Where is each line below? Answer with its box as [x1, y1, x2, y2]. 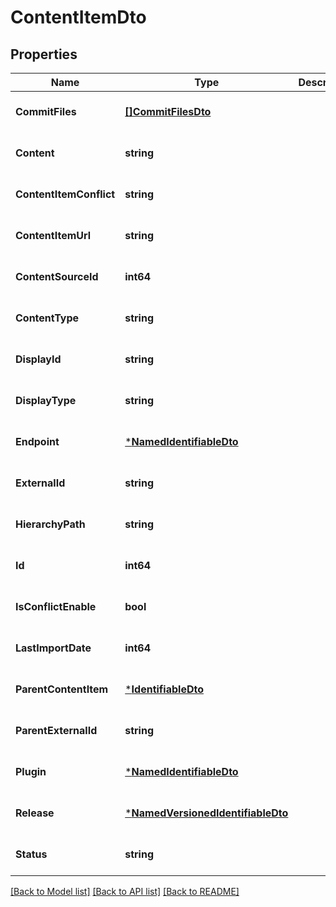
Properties [10, 46, 78, 63]
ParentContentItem [15, 682, 109, 696]
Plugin [15, 765, 47, 778]
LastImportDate [15, 641, 92, 655]
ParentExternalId [15, 724, 98, 737]
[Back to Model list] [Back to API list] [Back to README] [10, 886, 240, 897]
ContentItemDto [10, 6, 147, 29]
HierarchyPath [15, 517, 86, 531]
